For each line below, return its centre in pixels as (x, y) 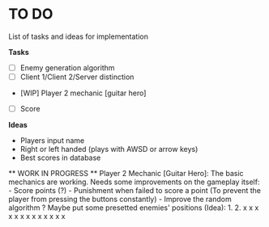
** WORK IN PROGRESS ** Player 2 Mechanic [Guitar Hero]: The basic (126, 174)
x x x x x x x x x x (37, 216)
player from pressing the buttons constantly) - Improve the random (120, 200)
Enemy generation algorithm (67, 67)
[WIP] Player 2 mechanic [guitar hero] (83, 93)
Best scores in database (60, 158)
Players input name (52, 141)
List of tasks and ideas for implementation (78, 36)
